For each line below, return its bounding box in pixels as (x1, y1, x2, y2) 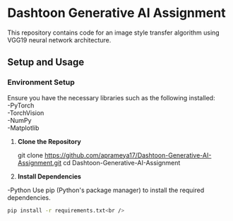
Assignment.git (17, 158, 62, 167)
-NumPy (7, 116, 32, 124)
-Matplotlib (7, 124, 40, 132)
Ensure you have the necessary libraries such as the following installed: (7, 93, 215, 102)
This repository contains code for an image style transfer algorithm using (7, 28, 220, 37)
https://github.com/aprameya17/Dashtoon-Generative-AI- (44, 150, 212, 160)
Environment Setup (7, 78, 76, 88)
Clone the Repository (17, 137, 81, 145)
